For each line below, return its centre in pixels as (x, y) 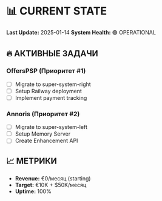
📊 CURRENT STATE (57, 11)
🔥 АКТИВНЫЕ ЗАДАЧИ (52, 54)
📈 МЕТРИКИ (32, 161)
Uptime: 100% (33, 191)
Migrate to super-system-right (53, 84)
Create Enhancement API (46, 141)
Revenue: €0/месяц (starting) (53, 179)
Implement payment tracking (51, 97)
